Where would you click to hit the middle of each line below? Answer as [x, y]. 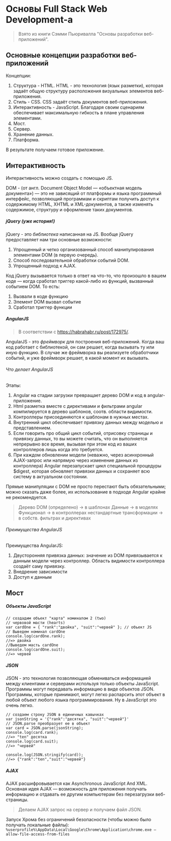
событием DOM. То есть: [33, 286]
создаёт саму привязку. [39, 566]
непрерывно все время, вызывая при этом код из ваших [75, 444]
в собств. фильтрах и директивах [54, 518]
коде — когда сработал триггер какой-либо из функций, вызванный [80, 281]
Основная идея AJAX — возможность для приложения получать [76, 789]
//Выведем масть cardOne [32, 645]
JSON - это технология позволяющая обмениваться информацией [79, 678]
